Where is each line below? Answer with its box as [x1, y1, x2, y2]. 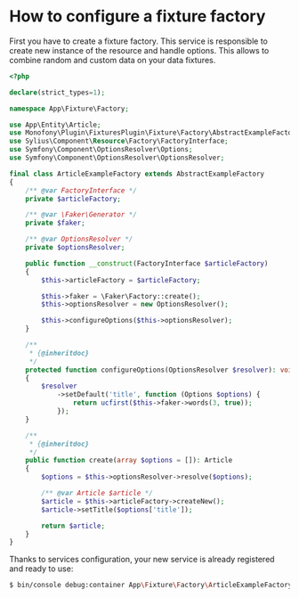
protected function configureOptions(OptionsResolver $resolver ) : [25, 365, 277, 374]
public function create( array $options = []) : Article [25, 456, 233, 465]
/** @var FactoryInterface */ [25, 185, 138, 195]
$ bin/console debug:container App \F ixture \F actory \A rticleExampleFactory [9, 581, 293, 590]
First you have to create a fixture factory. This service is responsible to [9, 36, 269, 46]
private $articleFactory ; [25, 194, 122, 203]
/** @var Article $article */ [41, 488, 153, 498]
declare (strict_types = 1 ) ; [9, 87, 105, 97]
